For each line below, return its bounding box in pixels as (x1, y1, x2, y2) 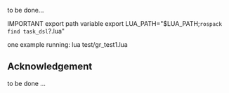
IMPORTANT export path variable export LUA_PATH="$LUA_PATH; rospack (7, 20, 223, 27)
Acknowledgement (7, 61, 93, 73)
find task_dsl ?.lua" (7, 27, 65, 35)
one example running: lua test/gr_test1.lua (7, 41, 128, 48)
